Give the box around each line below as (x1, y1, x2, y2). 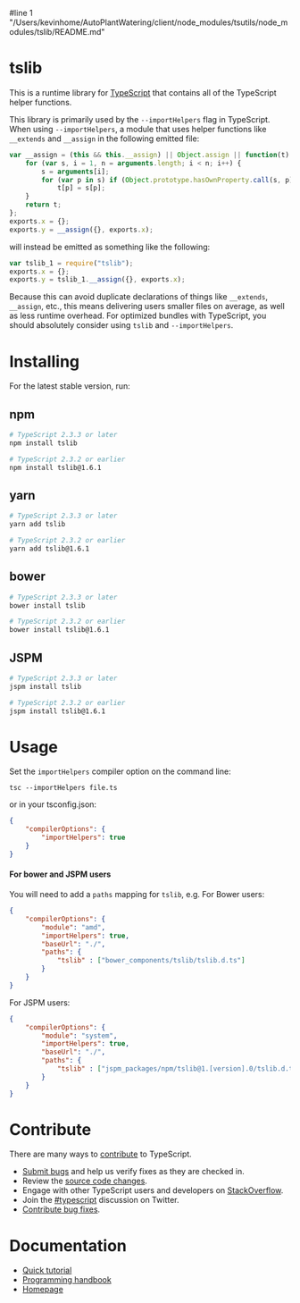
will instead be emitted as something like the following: (9, 241, 211, 252)
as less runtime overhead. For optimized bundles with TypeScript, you (9, 310, 267, 321)
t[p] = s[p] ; (56, 183, 105, 193)
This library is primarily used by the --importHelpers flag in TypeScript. (9, 113, 271, 124)
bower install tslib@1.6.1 (9, 626, 110, 635)
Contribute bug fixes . (21, 1204, 101, 1215)
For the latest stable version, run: (9, 381, 131, 391)
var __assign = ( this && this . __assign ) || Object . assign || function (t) (9, 150, 290, 159)
